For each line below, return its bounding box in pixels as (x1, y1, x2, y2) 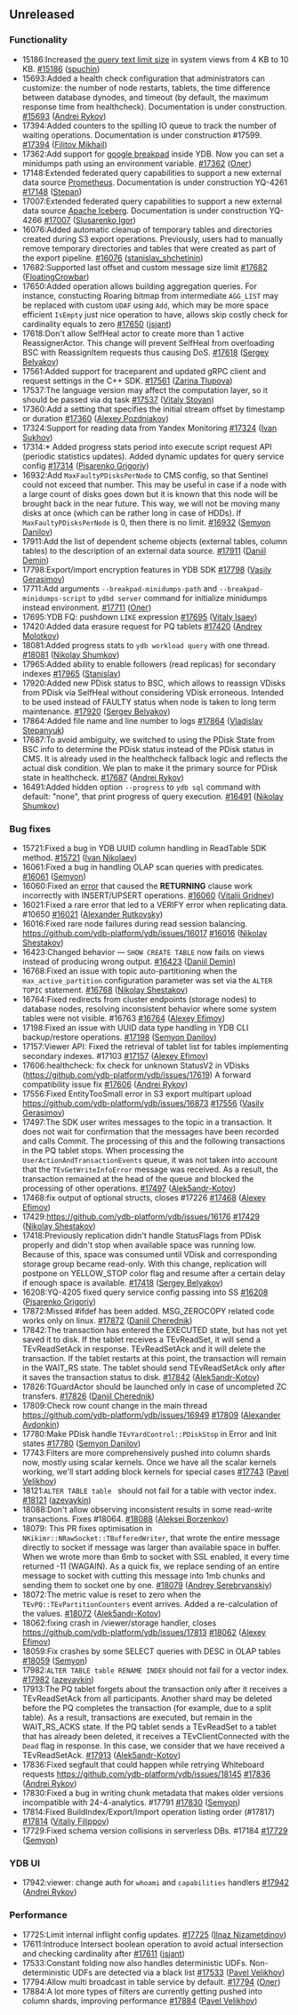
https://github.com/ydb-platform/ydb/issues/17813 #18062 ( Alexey (21, 1626, 267, 1637)
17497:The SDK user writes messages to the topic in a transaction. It (21, 1116, 273, 1128)
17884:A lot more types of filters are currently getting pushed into (21, 1986, 262, 1996)
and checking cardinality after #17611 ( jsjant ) (21, 1947, 185, 1959)
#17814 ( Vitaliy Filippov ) (21, 1816, 109, 1826)
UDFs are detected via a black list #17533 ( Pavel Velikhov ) (72, 1967, 286, 1978)
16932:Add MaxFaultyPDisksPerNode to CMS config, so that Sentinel (21, 470, 269, 480)
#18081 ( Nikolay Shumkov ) (21, 649, 120, 660)
